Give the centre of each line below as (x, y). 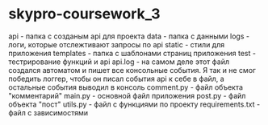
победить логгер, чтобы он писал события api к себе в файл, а (116, 79)
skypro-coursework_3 (84, 14)
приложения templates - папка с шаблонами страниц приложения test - (132, 53)
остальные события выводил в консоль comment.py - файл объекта (126, 87)
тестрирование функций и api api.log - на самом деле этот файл (119, 62)
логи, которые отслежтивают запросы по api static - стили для (117, 44)
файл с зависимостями (48, 112)
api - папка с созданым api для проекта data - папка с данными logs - (129, 36)
